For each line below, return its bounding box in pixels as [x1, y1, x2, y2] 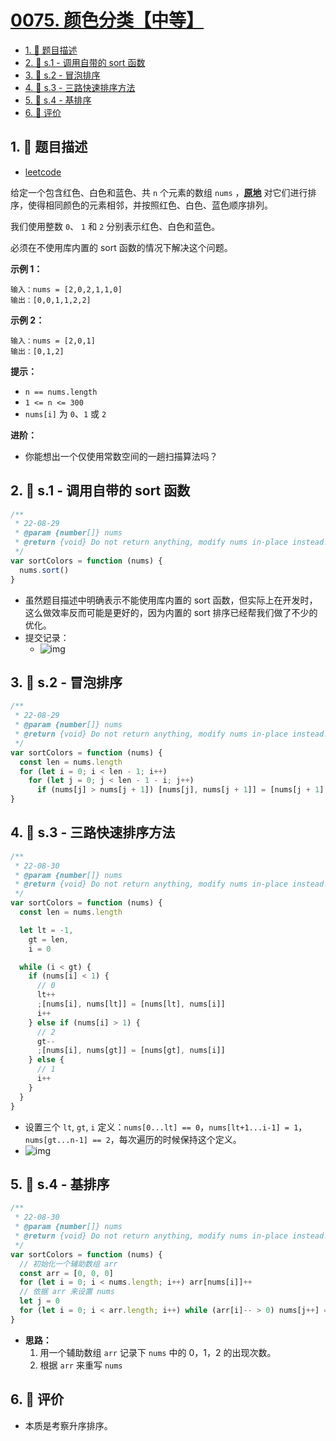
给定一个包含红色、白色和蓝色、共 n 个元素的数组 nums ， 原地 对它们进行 [10, 186, 308, 198]
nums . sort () [19, 565, 70, 575]
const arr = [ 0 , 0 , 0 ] [19, 1268, 114, 1278]
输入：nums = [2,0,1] [10, 336, 96, 346]
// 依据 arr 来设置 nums [19, 1287, 115, 1297]
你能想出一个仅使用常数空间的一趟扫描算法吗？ [24, 450, 218, 462]
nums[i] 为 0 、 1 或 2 [24, 407, 107, 420]
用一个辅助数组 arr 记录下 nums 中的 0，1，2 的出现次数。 [39, 1346, 277, 1358]
